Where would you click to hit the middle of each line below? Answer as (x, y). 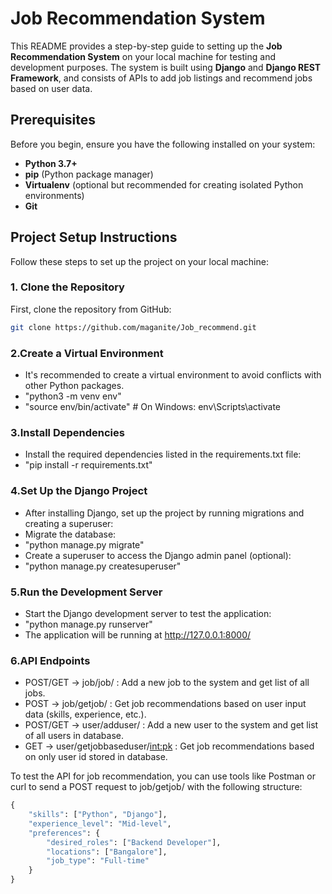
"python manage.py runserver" (88, 624)
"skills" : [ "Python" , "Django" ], (98, 815)
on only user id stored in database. (96, 757)
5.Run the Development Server (86, 592)
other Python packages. (74, 386)
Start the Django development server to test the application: (148, 613)
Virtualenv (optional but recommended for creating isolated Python (164, 184)
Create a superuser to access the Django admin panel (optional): (158, 555)
